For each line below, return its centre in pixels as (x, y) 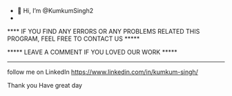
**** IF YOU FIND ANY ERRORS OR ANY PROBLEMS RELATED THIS (104, 31)
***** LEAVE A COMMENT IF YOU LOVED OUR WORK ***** (92, 52)
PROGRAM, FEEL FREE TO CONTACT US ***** (74, 39)
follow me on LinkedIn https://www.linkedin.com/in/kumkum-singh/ (103, 72)
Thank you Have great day (45, 85)
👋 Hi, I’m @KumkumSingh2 (55, 11)
